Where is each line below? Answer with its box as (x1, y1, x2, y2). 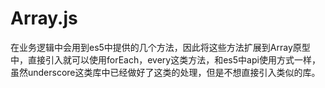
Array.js (10, 7, 78, 30)
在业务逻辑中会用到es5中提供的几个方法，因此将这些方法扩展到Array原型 (10, 41, 311, 53)
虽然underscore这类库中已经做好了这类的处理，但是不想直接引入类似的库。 (10, 66, 321, 78)
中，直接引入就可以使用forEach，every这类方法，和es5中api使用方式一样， (10, 53, 321, 66)
